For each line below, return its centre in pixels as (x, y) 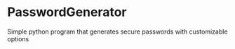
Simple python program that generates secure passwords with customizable (117, 31)
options (18, 38)
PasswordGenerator (67, 12)
